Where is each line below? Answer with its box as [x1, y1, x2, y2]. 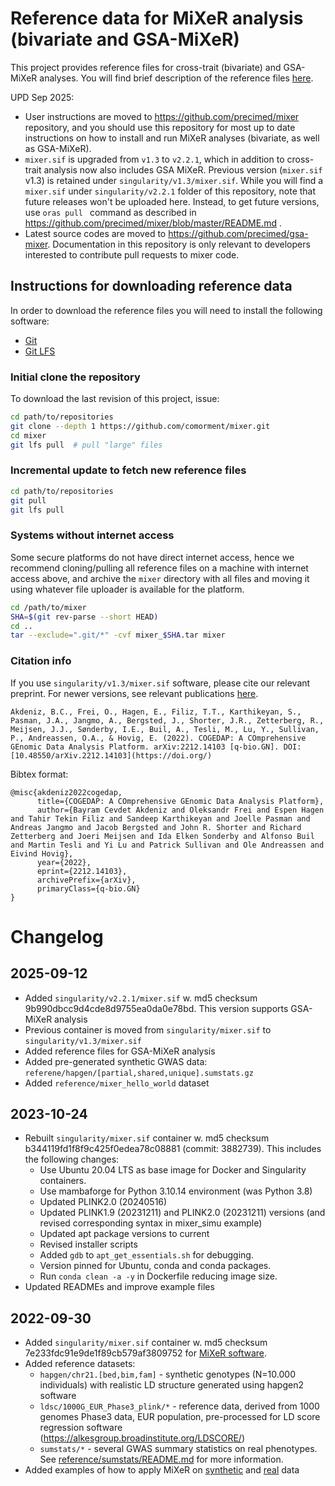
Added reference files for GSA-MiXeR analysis [24, 1045, 216, 1057]
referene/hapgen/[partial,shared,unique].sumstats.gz [24, 1068, 254, 1078]
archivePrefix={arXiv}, [36, 875, 137, 885]
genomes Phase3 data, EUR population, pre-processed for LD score [39, 1411, 321, 1423]
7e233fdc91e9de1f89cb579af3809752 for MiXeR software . [24, 1347, 268, 1359]
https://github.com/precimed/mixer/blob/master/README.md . [24, 217, 282, 229]
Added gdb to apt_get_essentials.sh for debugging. [39, 1249, 254, 1261]
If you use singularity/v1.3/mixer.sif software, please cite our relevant [10, 677, 311, 689]
